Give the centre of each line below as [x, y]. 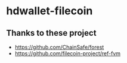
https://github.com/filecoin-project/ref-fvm [68, 53]
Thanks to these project [51, 33]
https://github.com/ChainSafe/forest [59, 47]
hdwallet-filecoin [49, 11]
